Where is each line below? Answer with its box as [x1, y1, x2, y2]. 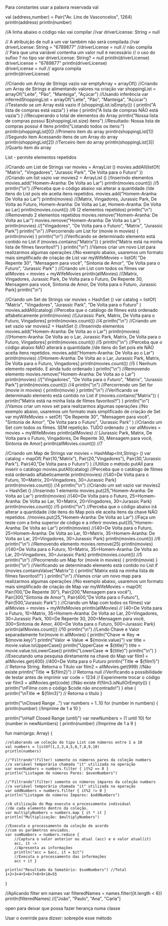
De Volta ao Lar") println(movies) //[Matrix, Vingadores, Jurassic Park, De [5, 196, 157, 202]
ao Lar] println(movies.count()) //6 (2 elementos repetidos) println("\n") [5, 207, 152, 212]
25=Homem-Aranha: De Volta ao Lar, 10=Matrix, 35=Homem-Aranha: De [5, 530, 155, 536]
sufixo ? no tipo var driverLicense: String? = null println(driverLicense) [5, 55, 149, 61]
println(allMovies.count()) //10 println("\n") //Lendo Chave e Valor [5, 626, 140, 632]
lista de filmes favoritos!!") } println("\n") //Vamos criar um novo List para [5, 244, 156, 250]
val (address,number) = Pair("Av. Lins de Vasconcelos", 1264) [5, 14, 132, 20]
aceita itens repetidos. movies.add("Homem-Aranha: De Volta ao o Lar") [5, 350, 154, 356]
